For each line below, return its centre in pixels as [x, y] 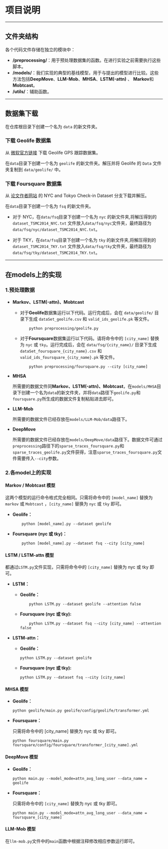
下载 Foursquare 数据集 [33, 183]
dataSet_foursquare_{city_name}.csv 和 [61, 351]
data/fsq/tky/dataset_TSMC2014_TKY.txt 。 [56, 253]
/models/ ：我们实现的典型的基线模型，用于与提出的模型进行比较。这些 [85, 73]
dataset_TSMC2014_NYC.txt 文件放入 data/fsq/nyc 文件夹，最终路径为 [82, 223]
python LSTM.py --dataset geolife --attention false [85, 604]
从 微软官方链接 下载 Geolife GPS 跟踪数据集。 [53, 152]
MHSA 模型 [17, 689]
